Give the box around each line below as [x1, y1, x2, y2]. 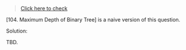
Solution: [6, 27, 28, 34]
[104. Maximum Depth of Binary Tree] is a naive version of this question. [6, 16, 181, 23]
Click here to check [20, 5, 67, 12]
